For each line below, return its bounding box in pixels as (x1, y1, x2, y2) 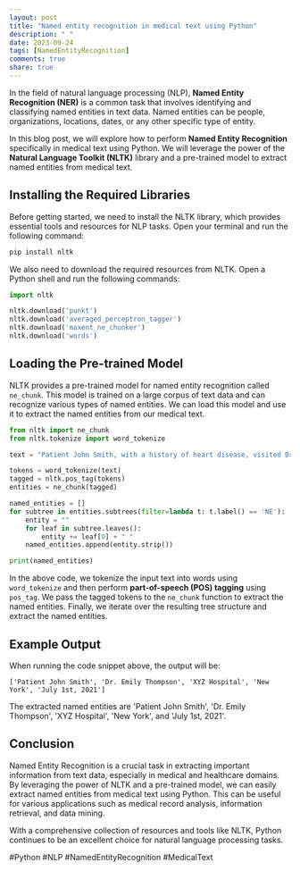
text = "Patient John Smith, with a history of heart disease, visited (9, 450, 281, 459)
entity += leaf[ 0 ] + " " (41, 532, 134, 541)
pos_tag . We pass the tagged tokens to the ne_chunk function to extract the (9, 591, 284, 603)
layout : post (9, 13, 58, 22)
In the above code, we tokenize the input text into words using (9, 573, 238, 583)
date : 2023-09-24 (9, 38, 74, 47)
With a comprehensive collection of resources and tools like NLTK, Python (9, 825, 282, 835)
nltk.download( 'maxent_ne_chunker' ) (9, 323, 146, 332)
